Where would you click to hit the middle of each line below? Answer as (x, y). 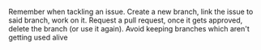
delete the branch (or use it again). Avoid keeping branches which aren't (129, 29)
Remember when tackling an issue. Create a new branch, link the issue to (131, 12)
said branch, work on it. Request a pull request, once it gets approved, (126, 20)
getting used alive (38, 37)
